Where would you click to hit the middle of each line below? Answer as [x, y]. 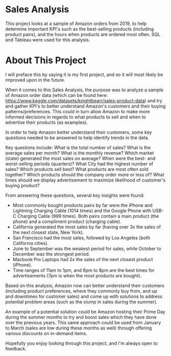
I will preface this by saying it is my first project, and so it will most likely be [84, 74]
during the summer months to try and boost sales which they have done [81, 317]
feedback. [16, 348]
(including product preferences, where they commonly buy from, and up [81, 291]
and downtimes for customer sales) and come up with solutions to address [84, 296]
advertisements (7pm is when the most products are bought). [77, 275]
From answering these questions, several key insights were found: [75, 195]
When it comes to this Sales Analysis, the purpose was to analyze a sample [84, 90]
